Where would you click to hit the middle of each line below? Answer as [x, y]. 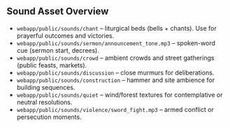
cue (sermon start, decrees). [58, 50]
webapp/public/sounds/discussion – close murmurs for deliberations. [115, 72]
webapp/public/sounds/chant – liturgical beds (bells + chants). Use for [117, 28]
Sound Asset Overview [58, 11]
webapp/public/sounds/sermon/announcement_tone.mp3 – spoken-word [116, 43]
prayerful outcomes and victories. [65, 35]
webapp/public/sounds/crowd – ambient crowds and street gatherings [115, 58]
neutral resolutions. [44, 102]
